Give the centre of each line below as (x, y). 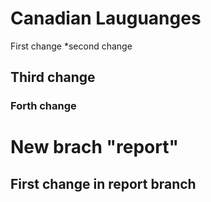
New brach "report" (94, 147)
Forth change (43, 106)
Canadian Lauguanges (106, 18)
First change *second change (71, 46)
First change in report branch (103, 183)
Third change (53, 77)
